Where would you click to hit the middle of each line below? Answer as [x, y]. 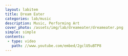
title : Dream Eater [25, 14]
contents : [15, 37]
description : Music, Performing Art [42, 23]
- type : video [21, 41]
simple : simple [21, 32]
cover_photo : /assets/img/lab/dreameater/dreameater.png [64, 28]
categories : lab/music [28, 19]
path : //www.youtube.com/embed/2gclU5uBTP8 [56, 46]
